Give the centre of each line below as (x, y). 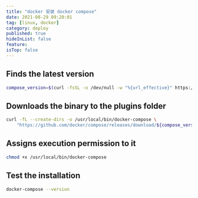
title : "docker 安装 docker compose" (52, 12)
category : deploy (27, 28)
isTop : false (22, 50)
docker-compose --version (38, 189)
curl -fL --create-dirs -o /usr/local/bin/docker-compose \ (82, 120)
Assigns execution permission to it (71, 143)
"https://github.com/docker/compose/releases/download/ (87, 125)
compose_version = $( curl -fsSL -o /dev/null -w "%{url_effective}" (89, 87)
